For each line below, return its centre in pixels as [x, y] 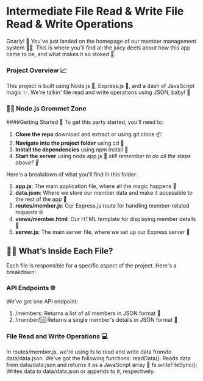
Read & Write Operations [70, 24]
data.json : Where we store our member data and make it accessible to [104, 192]
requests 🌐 [29, 212]
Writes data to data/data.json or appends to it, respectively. [81, 371]
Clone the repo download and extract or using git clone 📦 [89, 134]
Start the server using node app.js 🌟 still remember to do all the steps [103, 156]
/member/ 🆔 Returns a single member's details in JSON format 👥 [96, 319]
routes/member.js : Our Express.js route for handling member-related [102, 205]
